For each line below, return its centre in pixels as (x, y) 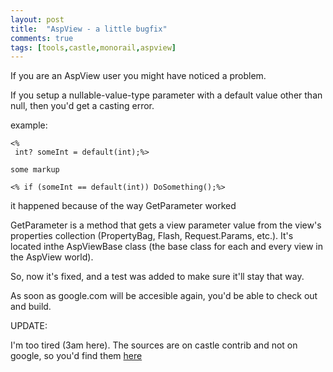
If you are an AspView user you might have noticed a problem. (138, 76)
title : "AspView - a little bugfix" (89, 29)
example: (29, 125)
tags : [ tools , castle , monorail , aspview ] (93, 47)
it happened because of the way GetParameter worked (123, 206)
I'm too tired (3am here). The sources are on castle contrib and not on (154, 345)
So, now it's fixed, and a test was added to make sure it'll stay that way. (157, 277)
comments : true (42, 38)
